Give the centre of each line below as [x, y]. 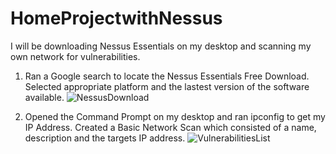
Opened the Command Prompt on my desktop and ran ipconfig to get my [175, 116]
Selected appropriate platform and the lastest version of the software [167, 86]
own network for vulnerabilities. [75, 56]
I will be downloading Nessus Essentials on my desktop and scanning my [161, 46]
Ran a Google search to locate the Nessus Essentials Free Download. [167, 76]
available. [44, 97]
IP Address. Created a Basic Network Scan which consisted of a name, [170, 127]
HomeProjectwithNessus [116, 18]
